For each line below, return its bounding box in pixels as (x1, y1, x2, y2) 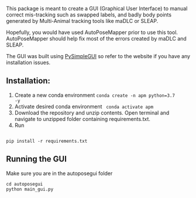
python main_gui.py (6, 186, 54, 192)
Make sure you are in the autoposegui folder (6, 170, 113, 177)
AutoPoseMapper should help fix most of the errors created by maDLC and (6, 35, 187, 42)
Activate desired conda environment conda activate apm (14, 103, 154, 110)
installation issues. (6, 59, 51, 66)
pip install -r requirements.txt (6, 138, 88, 144)
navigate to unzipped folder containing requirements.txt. (14, 115, 151, 122)
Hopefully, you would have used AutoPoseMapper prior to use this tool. (6, 29, 178, 36)
